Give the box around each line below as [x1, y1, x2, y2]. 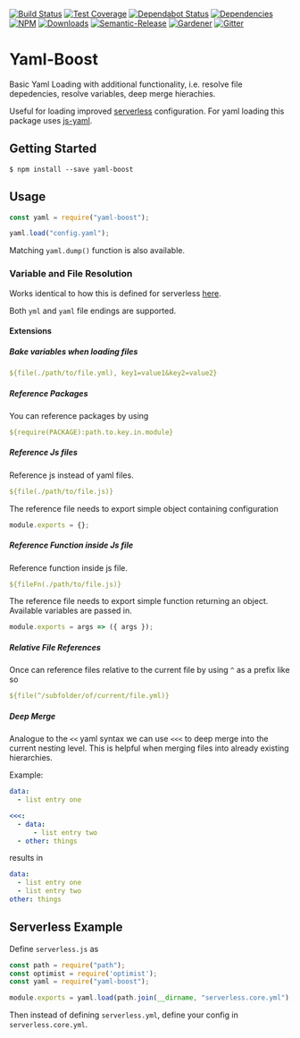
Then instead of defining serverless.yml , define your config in [9, 1009, 238, 1020]
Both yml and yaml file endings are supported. [9, 305, 177, 316]
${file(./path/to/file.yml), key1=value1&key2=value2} [9, 369, 218, 378]
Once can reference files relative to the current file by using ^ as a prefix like [9, 665, 290, 676]
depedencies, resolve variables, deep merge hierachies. [9, 88, 216, 98]
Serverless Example [9, 920, 123, 935]
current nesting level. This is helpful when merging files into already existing [9, 743, 289, 753]
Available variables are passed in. [9, 605, 132, 617]
